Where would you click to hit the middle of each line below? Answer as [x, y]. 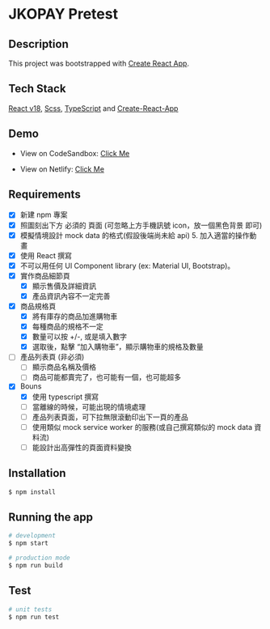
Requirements [44, 195]
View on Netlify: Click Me [62, 169]
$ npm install [32, 492]
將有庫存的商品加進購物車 [75, 316]
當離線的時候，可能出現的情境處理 [89, 406]
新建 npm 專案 [44, 215]
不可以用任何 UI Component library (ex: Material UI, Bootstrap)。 [127, 266]
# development [32, 536]
